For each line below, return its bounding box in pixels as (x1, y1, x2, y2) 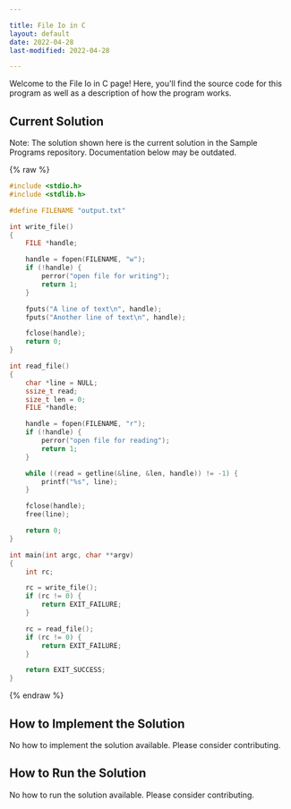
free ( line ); (25, 510, 70, 519)
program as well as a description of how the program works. (9, 88, 232, 98)
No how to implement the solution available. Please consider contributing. (9, 740, 281, 750)
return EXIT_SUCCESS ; (25, 666, 106, 675)
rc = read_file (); (25, 624, 94, 634)
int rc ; (25, 567, 54, 576)
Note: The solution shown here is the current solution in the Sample (9, 138, 258, 149)
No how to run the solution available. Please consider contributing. (9, 789, 255, 800)
